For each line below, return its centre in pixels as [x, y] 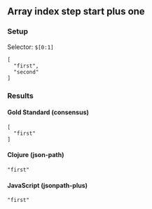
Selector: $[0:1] [30, 47]
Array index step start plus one [76, 12]
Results [20, 95]
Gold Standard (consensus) [48, 112]
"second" [26, 72]
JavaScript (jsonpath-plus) [48, 185]
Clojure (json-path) [36, 155]
